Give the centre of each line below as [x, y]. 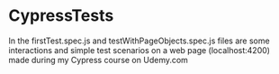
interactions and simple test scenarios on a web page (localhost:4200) [139, 50]
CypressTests [61, 16]
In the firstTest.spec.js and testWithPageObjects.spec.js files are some [139, 41]
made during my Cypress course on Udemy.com [98, 60]
